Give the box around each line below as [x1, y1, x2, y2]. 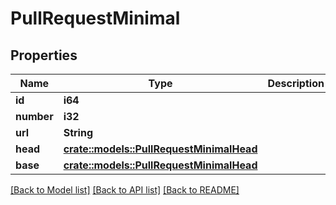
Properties [10, 47, 78, 64]
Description [267, 77, 325, 90]
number [15, 110, 54, 123]
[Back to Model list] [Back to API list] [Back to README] [10, 184, 240, 196]
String [63, 126, 93, 139]
